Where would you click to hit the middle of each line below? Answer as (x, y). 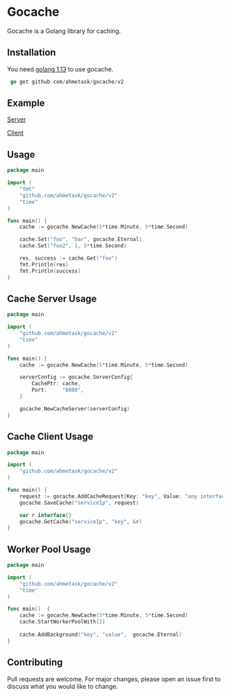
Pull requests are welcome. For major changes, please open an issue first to (114, 679)
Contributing (35, 662)
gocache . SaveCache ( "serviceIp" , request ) (79, 503)
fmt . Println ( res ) (44, 264)
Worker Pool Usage (49, 549)
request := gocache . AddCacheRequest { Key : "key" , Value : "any (108, 496)
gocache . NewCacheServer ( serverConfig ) (75, 409)
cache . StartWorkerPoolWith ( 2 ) (63, 622)
